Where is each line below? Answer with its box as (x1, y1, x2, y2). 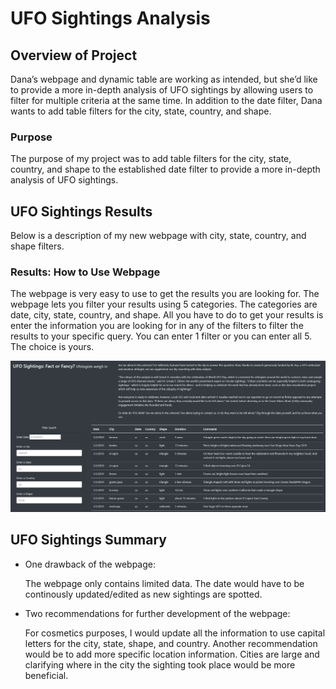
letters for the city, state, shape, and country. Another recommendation (24, 637, 318, 649)
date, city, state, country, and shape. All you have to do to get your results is (10, 309, 324, 321)
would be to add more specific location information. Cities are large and (24, 648, 320, 660)
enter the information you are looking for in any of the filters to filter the (10, 320, 304, 332)
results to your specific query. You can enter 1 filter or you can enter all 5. (10, 330, 313, 342)
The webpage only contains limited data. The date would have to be (24, 577, 305, 589)
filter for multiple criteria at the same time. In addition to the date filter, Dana (10, 95, 323, 106)
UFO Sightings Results (10, 203, 153, 220)
